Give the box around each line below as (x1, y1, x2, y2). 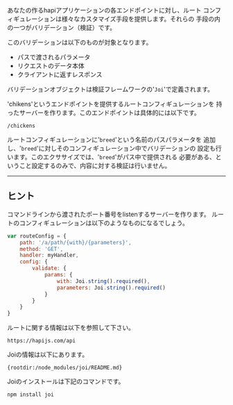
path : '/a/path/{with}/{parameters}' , (19, 239, 132, 246)
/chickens (7, 122, 36, 129)
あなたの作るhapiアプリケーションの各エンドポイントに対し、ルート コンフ (7, 6, 222, 14)
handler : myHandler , (19, 252, 79, 259)
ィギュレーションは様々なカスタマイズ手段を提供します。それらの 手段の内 (7, 15, 221, 23)
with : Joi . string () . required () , (56, 277, 150, 285)
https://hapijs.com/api (7, 338, 76, 345)
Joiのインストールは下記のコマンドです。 (7, 377, 125, 386)
